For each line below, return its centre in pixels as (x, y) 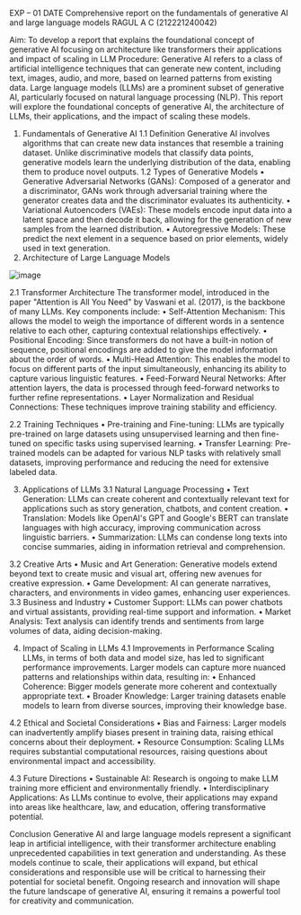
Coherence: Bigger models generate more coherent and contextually (150, 686)
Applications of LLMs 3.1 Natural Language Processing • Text (136, 489)
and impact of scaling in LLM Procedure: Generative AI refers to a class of (146, 59)
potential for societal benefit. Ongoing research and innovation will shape (145, 882)
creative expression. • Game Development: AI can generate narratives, (140, 583)
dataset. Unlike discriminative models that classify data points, (138, 153)
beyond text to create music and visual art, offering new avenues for (136, 573)
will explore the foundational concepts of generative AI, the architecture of (147, 106)
